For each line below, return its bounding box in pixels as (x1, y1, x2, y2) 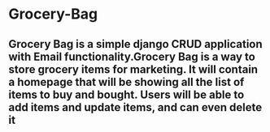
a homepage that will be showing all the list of (8, 75, 245, 89)
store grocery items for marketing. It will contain (8, 62, 259, 76)
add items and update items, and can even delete (8, 100, 263, 114)
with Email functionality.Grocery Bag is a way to (8, 49, 256, 63)
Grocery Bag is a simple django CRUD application (8, 37, 263, 51)
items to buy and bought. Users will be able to (8, 87, 245, 101)
